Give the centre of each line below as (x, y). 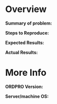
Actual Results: (21, 52)
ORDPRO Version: (24, 86)
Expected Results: (25, 42)
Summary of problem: (28, 23)
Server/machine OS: (27, 96)
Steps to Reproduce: (27, 33)
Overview (26, 9)
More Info (26, 73)
